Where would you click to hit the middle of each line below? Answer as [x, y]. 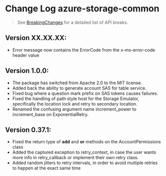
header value [26, 55]
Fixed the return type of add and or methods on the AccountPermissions [86, 142]
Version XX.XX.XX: [36, 38]
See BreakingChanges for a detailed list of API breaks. [73, 22]
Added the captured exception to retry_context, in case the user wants [84, 152]
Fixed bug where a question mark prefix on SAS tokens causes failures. [85, 93]
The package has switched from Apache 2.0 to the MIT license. [77, 83]
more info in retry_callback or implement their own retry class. [75, 158]
